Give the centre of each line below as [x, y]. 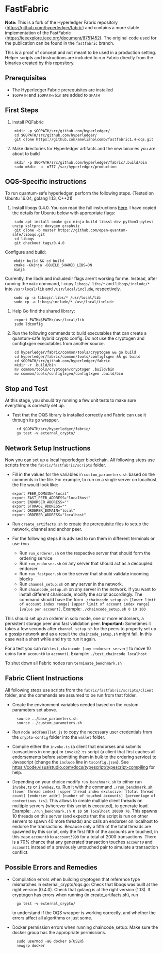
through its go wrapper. [35, 420]
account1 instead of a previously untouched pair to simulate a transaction [85, 847]
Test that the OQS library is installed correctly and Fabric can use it [79, 415]
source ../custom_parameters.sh [49, 723]
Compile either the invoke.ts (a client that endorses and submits [77, 746]
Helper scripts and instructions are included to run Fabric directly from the [79, 57]
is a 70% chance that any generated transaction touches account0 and [82, 842]
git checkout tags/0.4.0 [39, 243]
